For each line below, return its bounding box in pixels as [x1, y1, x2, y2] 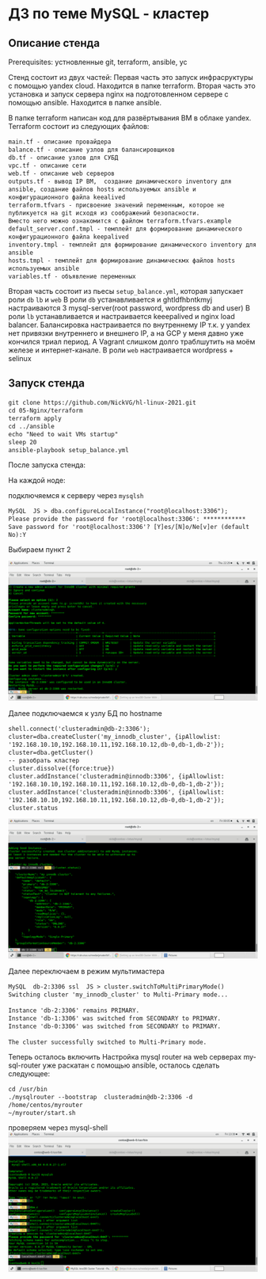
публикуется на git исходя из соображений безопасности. [8, 209, 200, 217]
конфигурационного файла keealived [8, 193, 126, 201]
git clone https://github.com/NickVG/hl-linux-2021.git [8, 398, 196, 406]
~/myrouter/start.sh [8, 1109, 77, 1117]
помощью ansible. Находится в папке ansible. [8, 98, 162, 107]
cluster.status [8, 804, 59, 812]
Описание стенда [8, 36, 101, 50]
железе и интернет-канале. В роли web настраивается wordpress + [8, 345, 234, 355]
